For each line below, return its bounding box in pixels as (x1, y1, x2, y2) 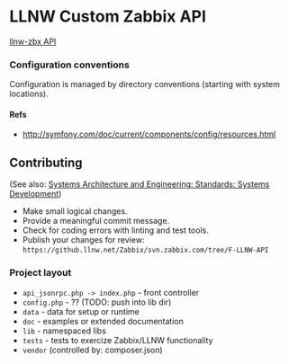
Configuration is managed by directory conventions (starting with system (9, 79, 281, 90)
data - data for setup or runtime (22, 306, 140, 316)
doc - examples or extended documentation (22, 315, 185, 326)
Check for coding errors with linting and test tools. (22, 225, 209, 235)
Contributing (9, 155, 83, 170)
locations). (9, 88, 49, 100)
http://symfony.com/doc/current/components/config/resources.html (22, 129, 276, 140)
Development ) (9, 189, 62, 200)
